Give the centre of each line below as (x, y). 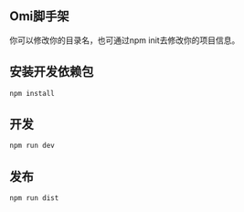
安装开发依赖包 (52, 72)
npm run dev (32, 146)
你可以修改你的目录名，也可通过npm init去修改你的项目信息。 (125, 40)
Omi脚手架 (40, 16)
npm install (32, 93)
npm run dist (34, 198)
